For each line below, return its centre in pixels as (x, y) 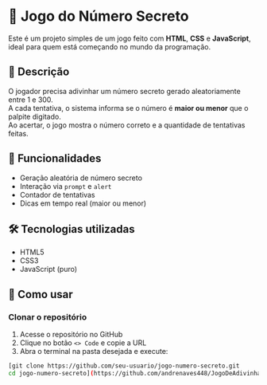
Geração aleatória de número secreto (81, 178)
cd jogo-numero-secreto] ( (51, 373)
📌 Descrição (39, 72)
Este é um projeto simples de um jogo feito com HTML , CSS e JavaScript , (130, 38)
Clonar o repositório (48, 316)
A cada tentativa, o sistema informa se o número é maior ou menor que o (128, 108)
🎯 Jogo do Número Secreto (99, 16)
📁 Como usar (41, 294)
